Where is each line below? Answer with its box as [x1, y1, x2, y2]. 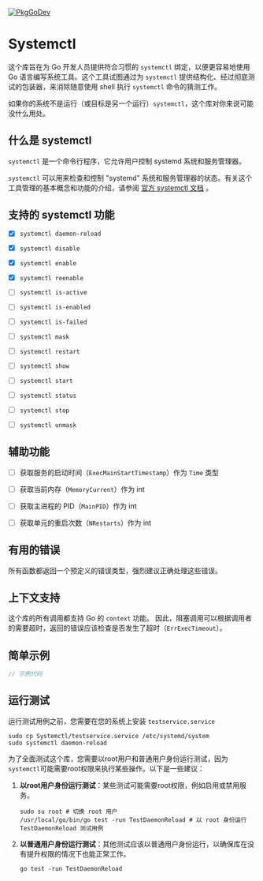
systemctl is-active [19, 289, 87, 297]
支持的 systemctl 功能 [8, 208, 116, 222]
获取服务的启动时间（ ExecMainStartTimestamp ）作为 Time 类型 [19, 467, 219, 477]
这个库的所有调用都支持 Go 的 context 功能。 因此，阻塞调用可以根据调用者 [8, 613, 252, 623]
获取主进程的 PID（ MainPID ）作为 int [19, 501, 137, 511]
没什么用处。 [8, 108, 50, 118]
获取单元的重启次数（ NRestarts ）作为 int [19, 518, 152, 527]
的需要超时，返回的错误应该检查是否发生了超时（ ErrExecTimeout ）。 [8, 624, 227, 633]
